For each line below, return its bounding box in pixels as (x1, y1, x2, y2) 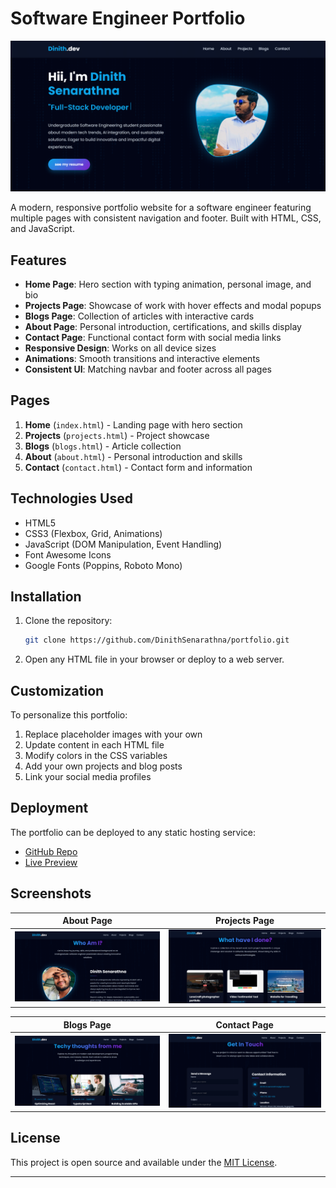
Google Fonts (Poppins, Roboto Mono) (24, 559, 183, 571)
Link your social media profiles (24, 771, 152, 783)
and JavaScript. (10, 223, 75, 235)
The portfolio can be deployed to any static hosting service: (10, 826, 256, 838)
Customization (10, 682, 105, 699)
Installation (10, 588, 82, 605)
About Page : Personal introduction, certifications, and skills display (24, 320, 302, 332)
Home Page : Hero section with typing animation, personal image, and (24, 278, 312, 290)
